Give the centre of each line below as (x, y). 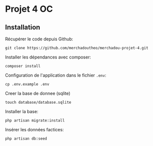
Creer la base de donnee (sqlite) (38, 93)
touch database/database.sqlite (38, 102)
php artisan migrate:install (35, 120)
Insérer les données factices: (34, 130)
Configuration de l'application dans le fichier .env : (56, 75)
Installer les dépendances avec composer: (48, 57)
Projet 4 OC (29, 9)
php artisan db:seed (26, 139)
